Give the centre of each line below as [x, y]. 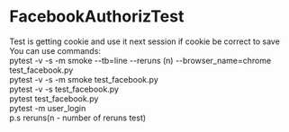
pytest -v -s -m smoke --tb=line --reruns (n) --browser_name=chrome [140, 60]
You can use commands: [55, 50]
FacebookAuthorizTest [97, 17]
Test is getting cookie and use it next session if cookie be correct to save [145, 41]
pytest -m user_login [48, 108]
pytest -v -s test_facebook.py [64, 89]
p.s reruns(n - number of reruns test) [78, 118]
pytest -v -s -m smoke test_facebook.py [84, 79]
